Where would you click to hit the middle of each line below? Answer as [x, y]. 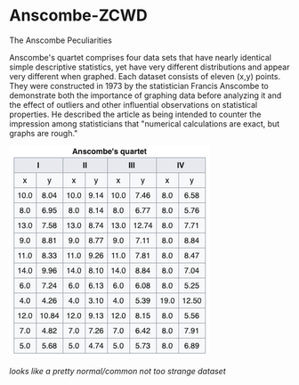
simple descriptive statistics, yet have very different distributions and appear [149, 67]
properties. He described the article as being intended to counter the [135, 114]
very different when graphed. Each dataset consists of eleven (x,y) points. [145, 76]
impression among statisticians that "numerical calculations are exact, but [145, 123]
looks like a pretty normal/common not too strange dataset [118, 371]
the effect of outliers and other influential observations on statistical [133, 104]
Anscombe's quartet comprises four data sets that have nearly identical [140, 57]
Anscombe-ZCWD [79, 16]
